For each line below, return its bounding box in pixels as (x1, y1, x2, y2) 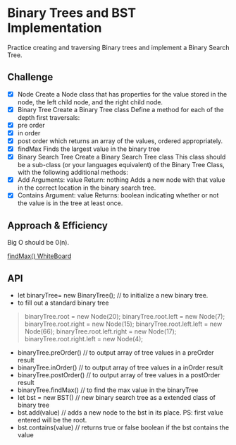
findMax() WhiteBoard (7, 252, 72, 260)
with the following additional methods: (17, 168, 129, 177)
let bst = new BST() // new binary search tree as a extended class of (17, 393, 216, 401)
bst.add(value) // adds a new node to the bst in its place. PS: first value (17, 408, 224, 417)
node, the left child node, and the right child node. (17, 97, 163, 106)
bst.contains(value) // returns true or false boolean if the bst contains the (17, 423, 230, 432)
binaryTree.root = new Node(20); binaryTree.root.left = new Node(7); (24, 312, 225, 320)
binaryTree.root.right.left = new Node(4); (24, 334, 143, 343)
